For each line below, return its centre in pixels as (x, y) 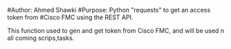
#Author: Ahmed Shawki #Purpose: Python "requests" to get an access (109, 10)
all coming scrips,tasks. (41, 38)
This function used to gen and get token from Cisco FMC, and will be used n (116, 31)
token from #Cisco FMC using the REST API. (70, 17)
